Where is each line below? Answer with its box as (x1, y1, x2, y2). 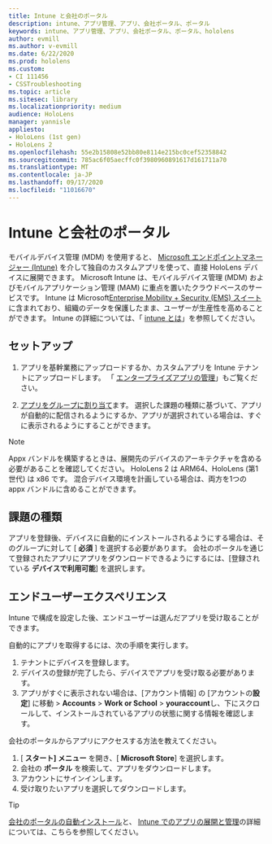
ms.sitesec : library (8, 95, 79, 103)
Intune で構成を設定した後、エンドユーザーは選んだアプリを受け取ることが (8, 613, 259, 623)
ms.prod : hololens (8, 58, 71, 66)
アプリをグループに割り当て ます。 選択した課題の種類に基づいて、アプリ (19, 400, 262, 409)
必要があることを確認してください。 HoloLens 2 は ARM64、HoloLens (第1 (8, 463, 258, 473)
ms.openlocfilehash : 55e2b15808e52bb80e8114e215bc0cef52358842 (8, 148, 227, 156)
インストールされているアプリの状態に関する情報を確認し (55, 709, 248, 719)
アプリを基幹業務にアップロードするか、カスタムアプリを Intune (19, 362, 235, 372)
